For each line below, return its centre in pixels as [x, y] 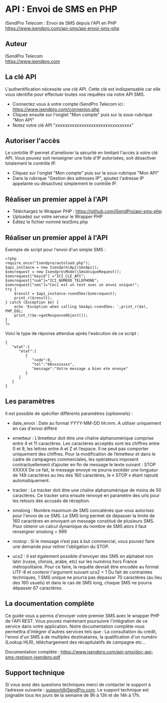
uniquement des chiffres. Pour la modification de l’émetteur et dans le [84, 454]
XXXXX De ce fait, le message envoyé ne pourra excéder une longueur [85, 470]
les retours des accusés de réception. [51, 501]
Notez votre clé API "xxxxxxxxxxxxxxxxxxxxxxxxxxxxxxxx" [73, 125]
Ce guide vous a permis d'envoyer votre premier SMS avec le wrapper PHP [82, 615]
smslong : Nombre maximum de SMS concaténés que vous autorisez [83, 510]
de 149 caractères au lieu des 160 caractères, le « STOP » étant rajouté [85, 475]
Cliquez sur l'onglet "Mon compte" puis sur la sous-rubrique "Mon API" [85, 173]
